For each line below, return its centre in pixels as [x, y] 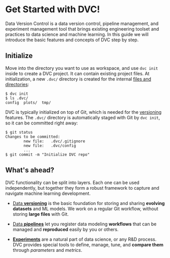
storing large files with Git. [40, 214]
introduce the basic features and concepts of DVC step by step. [72, 40]
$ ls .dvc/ [17, 98]
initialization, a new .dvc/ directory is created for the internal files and [78, 79]
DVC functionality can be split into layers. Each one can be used [73, 183]
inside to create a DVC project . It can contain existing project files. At [77, 73]
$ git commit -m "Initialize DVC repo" [48, 154]
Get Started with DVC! [53, 9]
